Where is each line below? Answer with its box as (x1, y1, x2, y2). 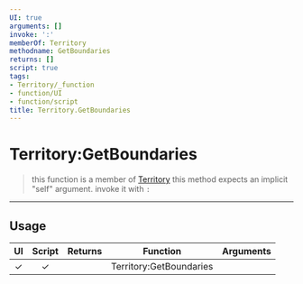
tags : (9, 72, 30, 81)
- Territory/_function (9, 80, 95, 89)
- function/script (9, 96, 78, 106)
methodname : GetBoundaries (9, 47, 111, 56)
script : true (9, 64, 59, 73)
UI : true (9, 13, 42, 23)
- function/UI (9, 88, 63, 97)
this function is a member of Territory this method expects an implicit (31, 174, 289, 185)
